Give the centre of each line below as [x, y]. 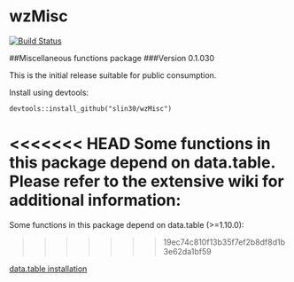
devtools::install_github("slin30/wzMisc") [91, 108]
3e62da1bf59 [187, 251]
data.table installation [48, 269]
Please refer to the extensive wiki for [147, 181]
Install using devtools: [49, 92]
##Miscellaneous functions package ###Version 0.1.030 [112, 58]
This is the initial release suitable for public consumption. [113, 75]
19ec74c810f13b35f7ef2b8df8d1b [224, 242]
